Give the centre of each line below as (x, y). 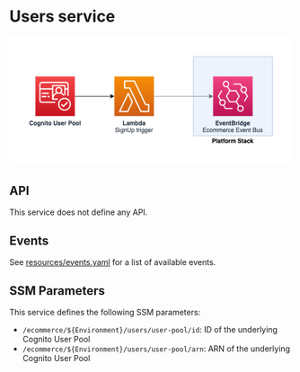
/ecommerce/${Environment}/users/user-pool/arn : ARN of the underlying (156, 349)
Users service (62, 17)
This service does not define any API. (79, 212)
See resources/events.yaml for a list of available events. (113, 262)
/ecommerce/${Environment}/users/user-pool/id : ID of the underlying (150, 329)
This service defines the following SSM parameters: (105, 312)
